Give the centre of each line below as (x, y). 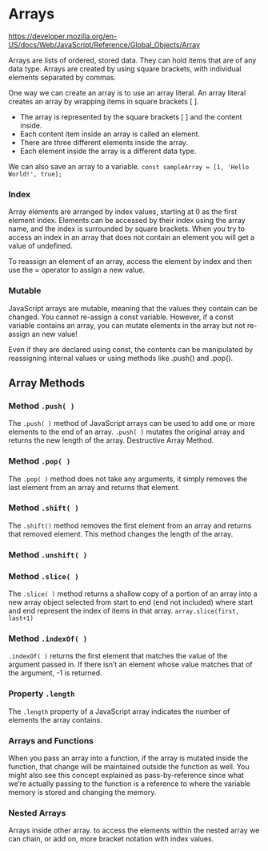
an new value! (54, 334)
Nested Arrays (37, 813)
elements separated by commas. (62, 77)
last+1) (21, 618)
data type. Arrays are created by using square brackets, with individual (125, 68)
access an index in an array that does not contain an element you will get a (131, 237)
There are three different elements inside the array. (104, 142)
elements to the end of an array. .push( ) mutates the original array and (127, 432)
